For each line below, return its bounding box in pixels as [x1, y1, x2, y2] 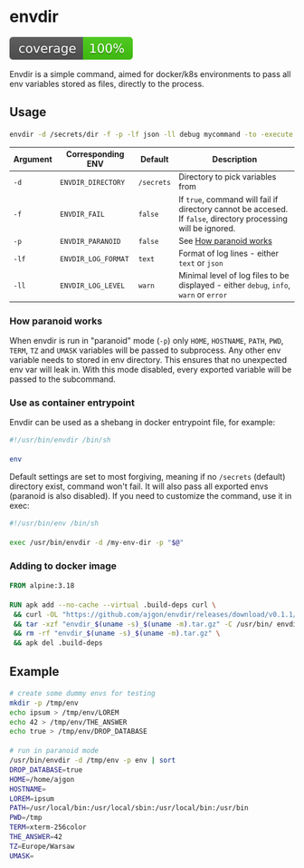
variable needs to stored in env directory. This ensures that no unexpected [9, 355, 288, 366]
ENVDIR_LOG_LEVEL [60, 281, 125, 291]
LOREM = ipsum [9, 794, 54, 804]
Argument [13, 153, 52, 164]
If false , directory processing [178, 213, 288, 224]
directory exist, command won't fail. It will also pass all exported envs [9, 481, 269, 492]
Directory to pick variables [178, 171, 277, 182]
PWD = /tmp [9, 814, 43, 823]
